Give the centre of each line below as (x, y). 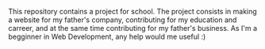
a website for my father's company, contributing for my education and (123, 20)
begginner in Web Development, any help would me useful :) (107, 36)
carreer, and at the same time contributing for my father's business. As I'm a (133, 28)
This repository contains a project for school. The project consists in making (133, 11)
